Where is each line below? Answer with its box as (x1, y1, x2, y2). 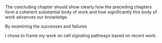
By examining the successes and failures (5, 23, 87, 29)
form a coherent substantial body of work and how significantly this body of (5, 9, 157, 15)
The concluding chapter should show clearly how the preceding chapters (5, 4, 152, 10)
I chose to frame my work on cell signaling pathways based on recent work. (5, 33, 157, 38)
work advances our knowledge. (5, 14, 68, 20)
